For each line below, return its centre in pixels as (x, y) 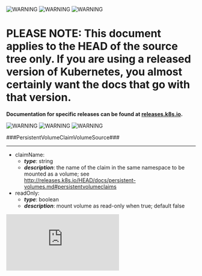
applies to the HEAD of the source (92, 47)
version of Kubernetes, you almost (94, 72)
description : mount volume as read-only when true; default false (104, 206)
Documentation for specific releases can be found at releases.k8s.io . (95, 114)
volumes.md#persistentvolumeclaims (70, 186)
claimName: (30, 155)
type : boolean (41, 199)
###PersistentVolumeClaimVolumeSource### (63, 137)
